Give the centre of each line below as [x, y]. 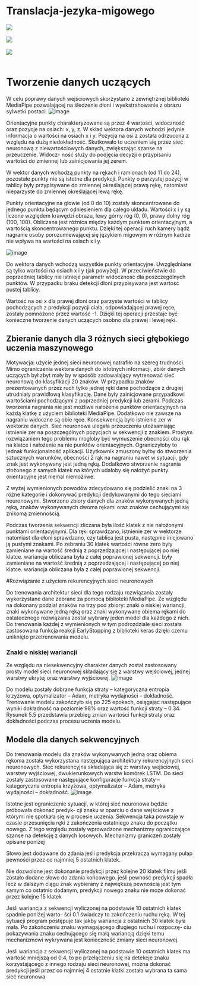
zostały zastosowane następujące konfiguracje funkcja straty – [83, 779]
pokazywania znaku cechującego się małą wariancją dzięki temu [85, 933]
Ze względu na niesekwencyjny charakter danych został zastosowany [91, 665]
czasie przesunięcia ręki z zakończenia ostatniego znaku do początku [92, 823]
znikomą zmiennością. [34, 513]
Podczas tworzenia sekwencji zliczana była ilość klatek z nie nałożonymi [95, 525]
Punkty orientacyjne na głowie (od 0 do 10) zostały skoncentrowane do [93, 203]
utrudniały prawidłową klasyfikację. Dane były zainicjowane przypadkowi [96, 394]
